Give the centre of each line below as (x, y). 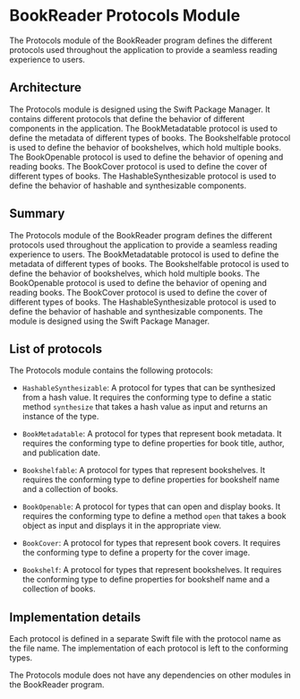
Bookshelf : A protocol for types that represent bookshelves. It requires (152, 570)
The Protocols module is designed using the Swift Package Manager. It (140, 109)
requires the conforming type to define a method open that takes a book (154, 516)
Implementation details (75, 617)
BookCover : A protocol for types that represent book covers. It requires (151, 543)
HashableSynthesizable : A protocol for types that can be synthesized (149, 388)
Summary (37, 214)
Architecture (46, 87)
